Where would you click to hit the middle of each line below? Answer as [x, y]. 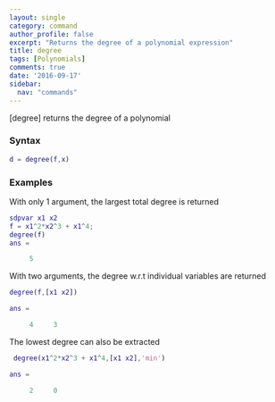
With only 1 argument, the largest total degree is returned [114, 201]
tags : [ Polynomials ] [48, 59]
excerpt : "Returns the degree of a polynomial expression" [121, 42]
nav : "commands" [47, 92]
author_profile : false [51, 34]
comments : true [37, 68]
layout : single [37, 17]
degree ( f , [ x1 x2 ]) [43, 293]
